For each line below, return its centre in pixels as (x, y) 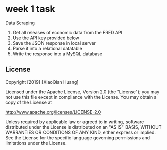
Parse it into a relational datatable (47, 48)
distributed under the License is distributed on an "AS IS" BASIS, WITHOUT (83, 127)
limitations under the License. (36, 143)
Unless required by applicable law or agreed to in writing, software (75, 122)
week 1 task (30, 9)
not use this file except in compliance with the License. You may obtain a (81, 97)
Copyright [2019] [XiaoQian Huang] (42, 82)
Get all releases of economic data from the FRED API (68, 32)
